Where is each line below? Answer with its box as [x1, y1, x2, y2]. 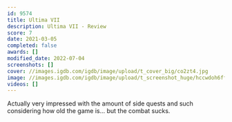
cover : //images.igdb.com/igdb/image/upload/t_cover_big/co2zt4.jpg [7, 68, 209, 74]
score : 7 [7, 29, 32, 37]
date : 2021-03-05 [7, 36, 57, 43]
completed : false [7, 42, 57, 49]
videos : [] [7, 81, 39, 88]
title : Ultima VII [7, 17, 60, 23]
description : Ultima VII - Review [7, 23, 107, 30]
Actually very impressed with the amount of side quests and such [7, 99, 193, 108]
